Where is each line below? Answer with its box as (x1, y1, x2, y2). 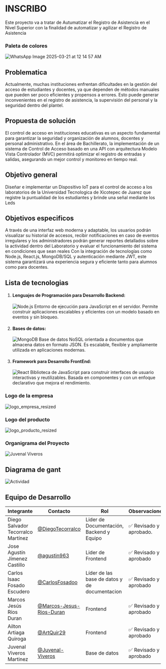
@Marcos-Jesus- (38, 602, 81, 609)
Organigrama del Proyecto (5, 440, 70, 446)
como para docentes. (5, 264, 49, 270)
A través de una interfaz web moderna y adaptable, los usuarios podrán (5, 227, 151, 233)
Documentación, (85, 522, 124, 529)
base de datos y (85, 576, 123, 583)
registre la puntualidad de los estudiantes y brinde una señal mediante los (5, 194, 155, 200)
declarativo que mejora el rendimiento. (12, 380, 91, 386)
